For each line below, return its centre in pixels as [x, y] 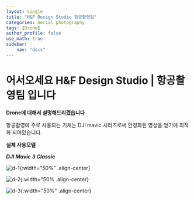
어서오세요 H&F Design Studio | [80, 80]
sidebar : [17, 45]
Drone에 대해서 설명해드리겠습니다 [46, 113]
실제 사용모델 [21, 145]
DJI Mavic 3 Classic [31, 157]
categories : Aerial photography [45, 22]
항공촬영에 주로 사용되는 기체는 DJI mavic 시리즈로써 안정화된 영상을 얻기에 [92, 125]
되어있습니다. [27, 132]
